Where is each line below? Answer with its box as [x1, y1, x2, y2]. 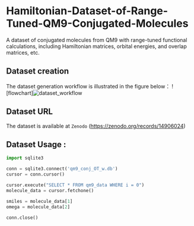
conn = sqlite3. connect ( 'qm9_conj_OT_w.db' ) [6, 166, 118, 172]
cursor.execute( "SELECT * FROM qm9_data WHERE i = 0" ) [6, 182, 145, 188]
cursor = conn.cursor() [6, 171, 65, 177]
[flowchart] [6, 89, 34, 96]
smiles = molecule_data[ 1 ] [6, 198, 73, 204]
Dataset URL [6, 107, 53, 117]
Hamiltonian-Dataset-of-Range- [6, 4, 168, 18]
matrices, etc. [6, 49, 40, 56]
